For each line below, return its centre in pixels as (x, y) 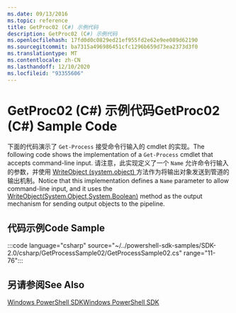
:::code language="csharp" (47, 246)
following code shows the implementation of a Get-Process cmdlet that (111, 155)
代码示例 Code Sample (56, 228)
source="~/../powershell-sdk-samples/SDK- (152, 246)
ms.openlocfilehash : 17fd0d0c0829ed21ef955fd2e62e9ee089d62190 (103, 40)
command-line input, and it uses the (60, 189)
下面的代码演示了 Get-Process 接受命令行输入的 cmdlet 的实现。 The (106, 147)
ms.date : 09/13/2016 (38, 14)
